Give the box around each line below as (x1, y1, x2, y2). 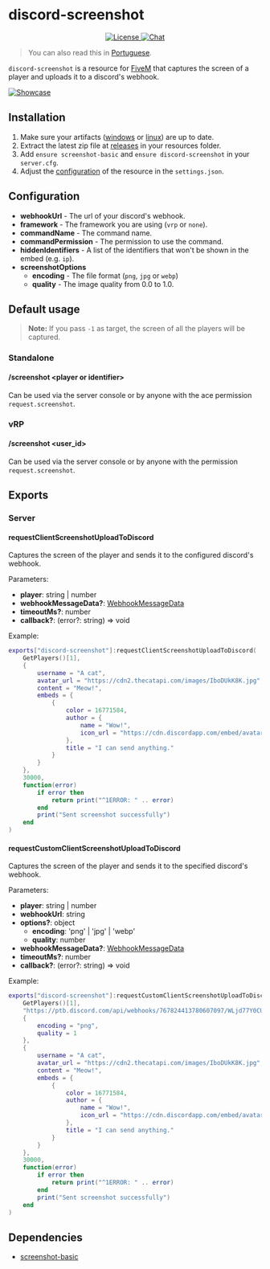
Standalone (8, 352, 55, 363)
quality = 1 (37, 1029, 78, 1038)
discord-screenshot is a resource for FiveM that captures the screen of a (8, 63, 249, 73)
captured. (27, 332, 61, 342)
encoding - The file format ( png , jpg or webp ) (31, 271, 179, 280)
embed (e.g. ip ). (19, 253, 75, 263)
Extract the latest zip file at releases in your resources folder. (19, 141, 222, 150)
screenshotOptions (19, 262, 87, 272)
